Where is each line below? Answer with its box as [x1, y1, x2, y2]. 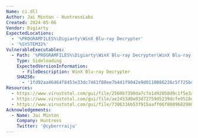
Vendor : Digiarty [6, 25, 49, 31]
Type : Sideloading [16, 58, 62, 63]
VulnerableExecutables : [6, 47, 65, 53]
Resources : [6, 85, 33, 91]
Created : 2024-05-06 [6, 19, 57, 25]
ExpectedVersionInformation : [16, 63, 88, 69]
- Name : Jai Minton [11, 112, 60, 118]
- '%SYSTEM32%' [11, 42, 49, 48]
